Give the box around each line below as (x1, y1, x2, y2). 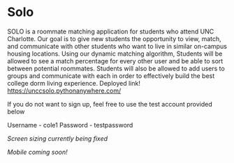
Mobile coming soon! (7, 148, 68, 156)
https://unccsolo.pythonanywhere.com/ (7, 86, 122, 95)
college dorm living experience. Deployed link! (7, 79, 141, 87)
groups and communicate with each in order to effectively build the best (7, 71, 215, 80)
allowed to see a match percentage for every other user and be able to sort (7, 56, 224, 65)
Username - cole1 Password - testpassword (7, 121, 133, 129)
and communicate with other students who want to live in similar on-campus (7, 42, 227, 50)
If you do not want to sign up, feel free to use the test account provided (7, 100, 212, 108)
